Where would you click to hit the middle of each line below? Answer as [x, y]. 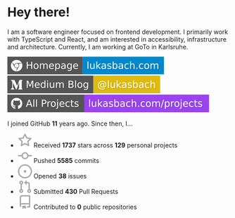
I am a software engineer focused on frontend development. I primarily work [118, 32]
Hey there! [39, 12]
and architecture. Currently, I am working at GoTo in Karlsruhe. [98, 47]
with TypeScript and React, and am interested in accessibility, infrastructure [117, 39]
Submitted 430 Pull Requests [76, 191]
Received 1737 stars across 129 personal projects [106, 145]
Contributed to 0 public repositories [85, 207]
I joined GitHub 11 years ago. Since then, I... [70, 123]
